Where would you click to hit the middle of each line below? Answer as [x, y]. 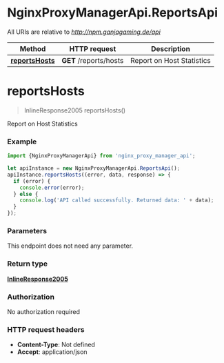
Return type [28, 264]
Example [22, 141]
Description [171, 48]
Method [33, 48]
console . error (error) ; [52, 188]
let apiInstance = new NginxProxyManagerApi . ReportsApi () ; [94, 168]
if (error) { [32, 181]
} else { [26, 194]
